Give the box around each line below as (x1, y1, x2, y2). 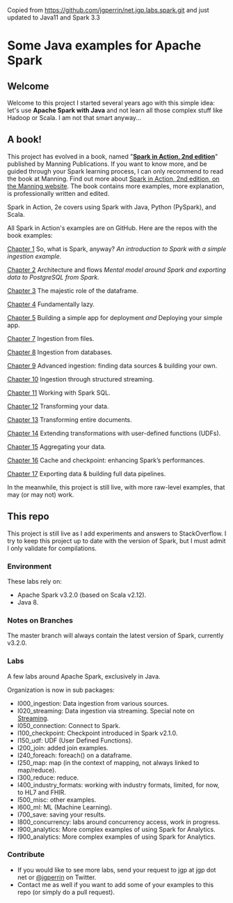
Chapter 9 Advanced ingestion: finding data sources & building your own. (7, 361, 218, 370)
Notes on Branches (7, 615, 73, 625)
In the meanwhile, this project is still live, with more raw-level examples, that (7, 483, 225, 491)
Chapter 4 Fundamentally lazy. (7, 300, 95, 308)
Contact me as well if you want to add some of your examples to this (17, 880, 214, 888)
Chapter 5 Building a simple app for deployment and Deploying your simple (7, 313, 223, 321)
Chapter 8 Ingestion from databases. (7, 348, 113, 356)
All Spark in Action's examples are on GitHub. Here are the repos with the (7, 223, 218, 232)
